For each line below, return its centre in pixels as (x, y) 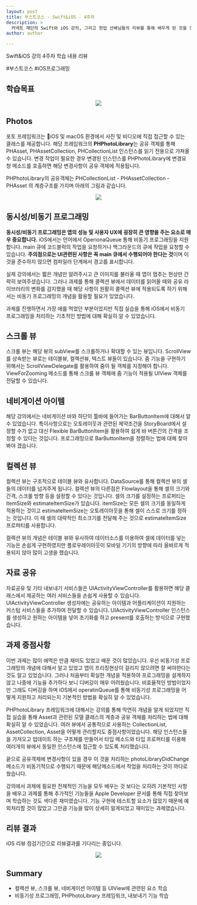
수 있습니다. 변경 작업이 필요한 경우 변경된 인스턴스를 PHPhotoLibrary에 (89, 158)
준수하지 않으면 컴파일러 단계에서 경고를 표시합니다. (76, 262)
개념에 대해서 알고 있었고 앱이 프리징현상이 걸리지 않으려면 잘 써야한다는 (108, 668)
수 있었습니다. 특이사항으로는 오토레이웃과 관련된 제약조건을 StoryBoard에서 (93, 424)
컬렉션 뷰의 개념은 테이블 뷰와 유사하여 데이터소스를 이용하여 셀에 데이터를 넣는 (96, 538)
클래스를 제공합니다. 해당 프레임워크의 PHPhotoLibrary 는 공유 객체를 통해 (91, 143)
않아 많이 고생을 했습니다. (51, 552)
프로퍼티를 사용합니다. (31, 525)
